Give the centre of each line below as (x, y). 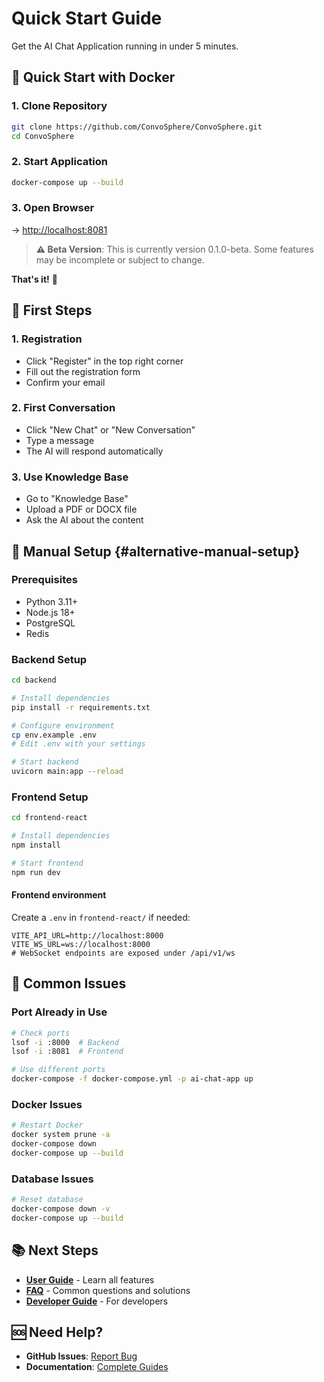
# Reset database (47, 1200)
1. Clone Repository (59, 106)
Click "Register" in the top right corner (104, 361)
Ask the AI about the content (84, 520)
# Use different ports (58, 1070)
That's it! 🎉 (34, 279)
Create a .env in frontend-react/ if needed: (101, 917)
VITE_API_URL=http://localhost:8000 (87, 935)
